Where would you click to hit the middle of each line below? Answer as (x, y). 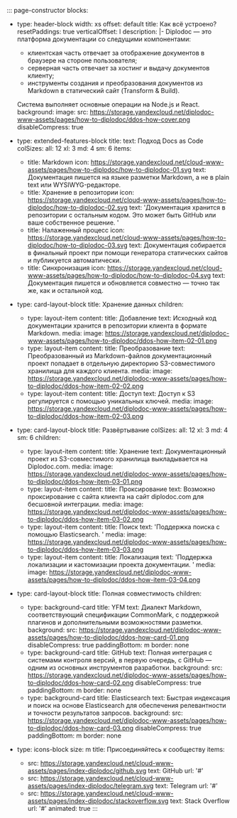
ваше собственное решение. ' (73, 222)
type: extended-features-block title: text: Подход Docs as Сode (110, 141)
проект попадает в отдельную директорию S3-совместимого (121, 363)
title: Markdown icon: (58, 162)
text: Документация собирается (177, 245)
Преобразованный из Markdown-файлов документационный (120, 356)
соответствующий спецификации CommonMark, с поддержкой (123, 615)
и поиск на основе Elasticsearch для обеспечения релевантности (127, 705)
